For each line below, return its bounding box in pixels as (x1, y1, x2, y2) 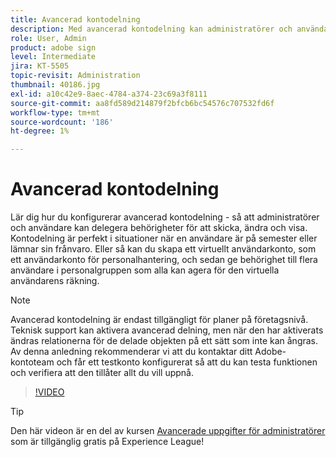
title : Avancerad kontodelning (10, 14, 141, 25)
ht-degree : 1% (10, 126, 70, 136)
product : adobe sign (10, 42, 97, 53)
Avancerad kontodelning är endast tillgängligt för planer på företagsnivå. (10, 314, 309, 326)
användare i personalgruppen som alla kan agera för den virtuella (10, 264, 280, 276)
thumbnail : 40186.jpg (10, 80, 101, 90)
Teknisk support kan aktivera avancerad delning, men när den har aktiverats (10, 324, 324, 336)
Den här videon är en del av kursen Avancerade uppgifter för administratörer (10, 425, 326, 437)
